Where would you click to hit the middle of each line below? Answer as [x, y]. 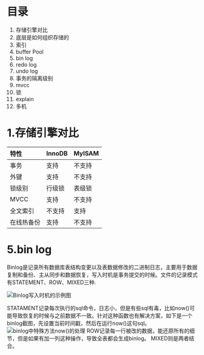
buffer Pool [30, 51]
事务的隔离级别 [34, 78]
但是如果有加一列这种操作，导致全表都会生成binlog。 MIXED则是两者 [103, 338]
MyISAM [86, 153]
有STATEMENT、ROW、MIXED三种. [51, 282]
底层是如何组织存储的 [42, 37]
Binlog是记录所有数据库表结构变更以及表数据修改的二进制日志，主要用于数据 [102, 267]
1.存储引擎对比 [43, 133]
